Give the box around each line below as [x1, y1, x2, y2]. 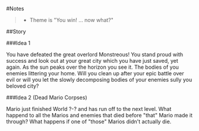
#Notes [6, 5, 24, 12]
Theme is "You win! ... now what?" [29, 17, 114, 23]
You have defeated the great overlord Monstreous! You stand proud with [6, 51, 184, 58]
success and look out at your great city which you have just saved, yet [6, 57, 178, 64]
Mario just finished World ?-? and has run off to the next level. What [6, 106, 172, 112]
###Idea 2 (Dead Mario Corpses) [6, 94, 87, 101]
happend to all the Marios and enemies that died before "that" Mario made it [6, 112, 193, 119]
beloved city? [6, 82, 39, 90]
